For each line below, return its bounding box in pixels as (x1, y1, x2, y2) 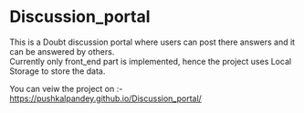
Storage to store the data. (9, 66, 106, 77)
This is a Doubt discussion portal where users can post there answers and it (9, 36, 295, 47)
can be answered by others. (9, 46, 115, 56)
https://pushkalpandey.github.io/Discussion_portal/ (9, 93, 203, 104)
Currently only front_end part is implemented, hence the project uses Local (9, 56, 292, 67)
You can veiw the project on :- (9, 83, 123, 94)
